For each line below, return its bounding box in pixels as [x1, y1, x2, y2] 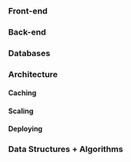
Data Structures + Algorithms [8, 144, 124, 155]
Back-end [8, 26, 47, 37]
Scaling [8, 106, 34, 116]
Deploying [8, 124, 43, 134]
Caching [8, 88, 37, 98]
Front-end [8, 6, 48, 17]
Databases [8, 47, 51, 58]
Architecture [8, 68, 58, 79]
